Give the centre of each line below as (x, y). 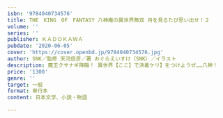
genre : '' (22, 78)
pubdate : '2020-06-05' (40, 46)
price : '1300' (28, 71)
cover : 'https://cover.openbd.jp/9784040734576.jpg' (85, 53)
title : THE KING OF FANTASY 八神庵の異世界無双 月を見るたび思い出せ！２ (109, 20)
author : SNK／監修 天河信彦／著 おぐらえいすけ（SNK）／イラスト (92, 59)
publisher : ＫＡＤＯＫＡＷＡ (45, 40)
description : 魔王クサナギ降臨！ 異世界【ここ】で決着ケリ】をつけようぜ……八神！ (113, 65)
